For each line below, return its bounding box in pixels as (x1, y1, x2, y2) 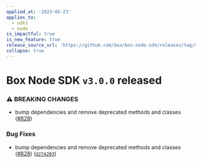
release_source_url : (6, 43, 58, 49)
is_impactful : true (6, 31, 55, 37)
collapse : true (6, 48, 44, 54)
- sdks (11, 20, 28, 26)
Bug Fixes (6, 130, 36, 138)
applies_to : (6, 14, 36, 20)
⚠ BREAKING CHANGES (6, 95, 79, 103)
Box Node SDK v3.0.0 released (6, 73, 162, 87)
